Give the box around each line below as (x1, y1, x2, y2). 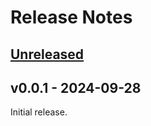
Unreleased (10, 46, 85, 63)
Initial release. (10, 106, 68, 118)
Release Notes (10, 6, 133, 29)
